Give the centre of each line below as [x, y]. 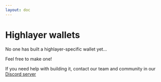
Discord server [21, 74]
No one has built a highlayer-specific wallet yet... [56, 49]
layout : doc [18, 10]
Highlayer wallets [43, 35]
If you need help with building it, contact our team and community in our [80, 68]
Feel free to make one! [29, 59]
